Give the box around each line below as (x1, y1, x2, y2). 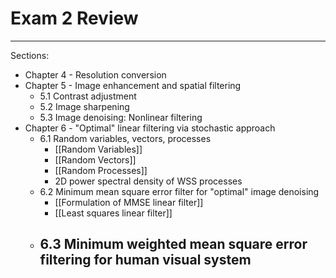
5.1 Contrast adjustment (39, 90, 137, 102)
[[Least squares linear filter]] (54, 207, 173, 219)
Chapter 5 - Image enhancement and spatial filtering (24, 79, 242, 91)
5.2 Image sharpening (39, 100, 130, 112)
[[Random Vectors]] (54, 153, 137, 166)
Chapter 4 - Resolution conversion (24, 68, 167, 81)
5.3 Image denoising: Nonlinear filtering (39, 111, 203, 123)
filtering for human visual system (39, 252, 252, 269)
